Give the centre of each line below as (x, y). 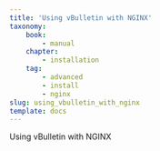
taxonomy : (28, 26)
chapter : (42, 52)
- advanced (63, 77)
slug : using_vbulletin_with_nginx (75, 102)
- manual (59, 43)
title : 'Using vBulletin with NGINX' (81, 18)
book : (36, 35)
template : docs (38, 111)
